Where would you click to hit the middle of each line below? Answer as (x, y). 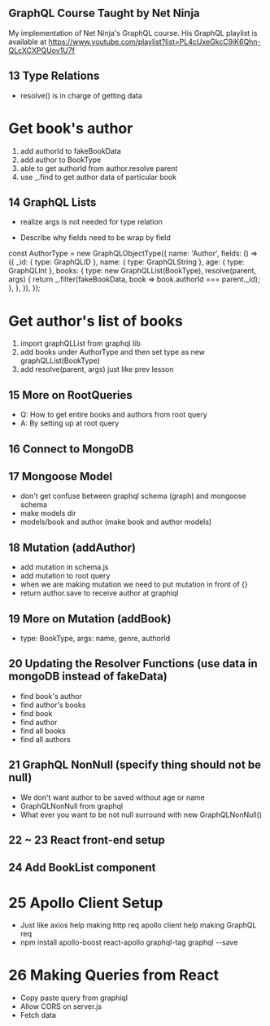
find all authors (45, 739)
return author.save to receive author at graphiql (99, 593)
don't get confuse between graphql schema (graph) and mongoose (133, 496)
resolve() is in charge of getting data (81, 95)
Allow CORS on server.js (61, 1006)
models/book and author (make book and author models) (116, 522)
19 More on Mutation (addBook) (90, 619)
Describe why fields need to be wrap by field (95, 238)
